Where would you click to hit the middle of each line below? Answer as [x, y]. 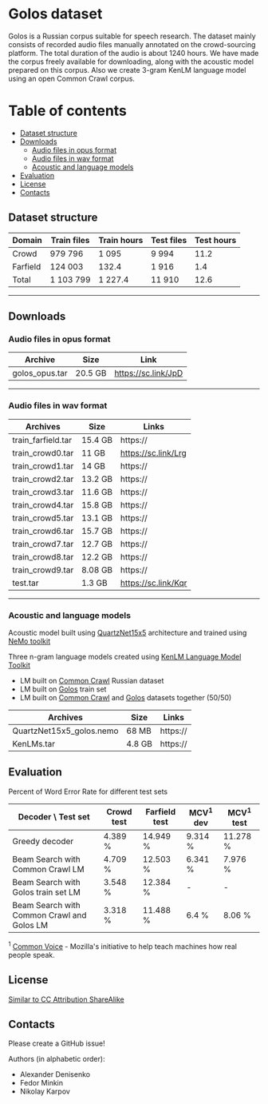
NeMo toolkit [29, 641]
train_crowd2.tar [43, 479]
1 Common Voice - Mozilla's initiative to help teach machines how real [123, 946]
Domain [27, 240]
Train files [70, 240]
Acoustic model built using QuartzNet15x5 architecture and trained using [128, 632]
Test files [169, 240]
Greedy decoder [43, 842]
